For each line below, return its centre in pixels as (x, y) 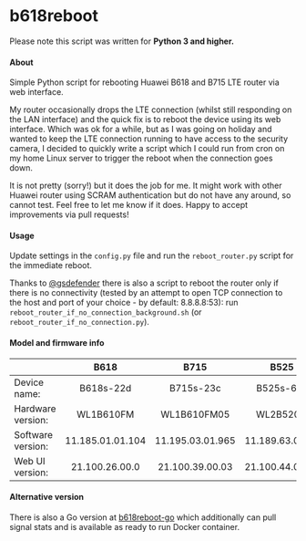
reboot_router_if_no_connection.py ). (80, 322)
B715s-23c (195, 388)
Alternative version (47, 497)
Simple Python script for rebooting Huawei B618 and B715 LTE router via (144, 82)
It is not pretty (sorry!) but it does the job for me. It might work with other (146, 186)
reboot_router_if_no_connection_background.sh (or (106, 312)
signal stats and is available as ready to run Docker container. (124, 526)
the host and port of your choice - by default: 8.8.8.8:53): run (124, 303)
